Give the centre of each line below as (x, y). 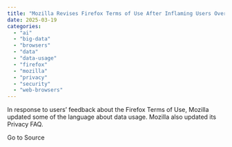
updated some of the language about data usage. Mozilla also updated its (112, 117)
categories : (24, 26)
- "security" (32, 84)
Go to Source (26, 137)
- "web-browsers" (38, 90)
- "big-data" (32, 39)
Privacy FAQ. (25, 124)
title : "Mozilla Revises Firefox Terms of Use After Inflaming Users (109, 13)
